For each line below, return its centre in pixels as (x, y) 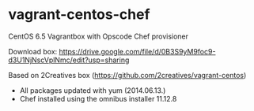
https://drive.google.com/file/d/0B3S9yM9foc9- (137, 51)
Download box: (33, 51)
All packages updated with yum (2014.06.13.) (93, 90)
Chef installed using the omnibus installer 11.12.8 (98, 98)
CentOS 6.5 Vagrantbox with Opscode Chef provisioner (98, 36)
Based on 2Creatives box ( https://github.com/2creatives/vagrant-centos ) (127, 75)
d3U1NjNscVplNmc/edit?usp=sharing (69, 60)
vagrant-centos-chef (79, 15)
